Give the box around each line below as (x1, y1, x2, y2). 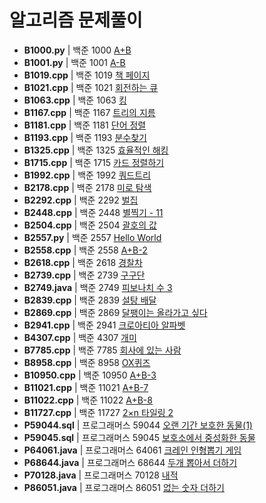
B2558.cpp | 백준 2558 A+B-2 (23, 244, 148, 256)
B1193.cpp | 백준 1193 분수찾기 (23, 131, 147, 143)
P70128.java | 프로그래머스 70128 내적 (23, 469, 179, 481)
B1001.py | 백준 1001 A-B (23, 56, 126, 68)
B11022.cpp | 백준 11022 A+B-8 (23, 394, 153, 406)
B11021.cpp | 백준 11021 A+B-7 (23, 381, 149, 393)
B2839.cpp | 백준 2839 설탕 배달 (23, 294, 157, 306)
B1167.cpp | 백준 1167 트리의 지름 (23, 106, 156, 118)
